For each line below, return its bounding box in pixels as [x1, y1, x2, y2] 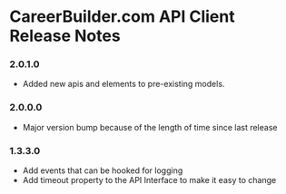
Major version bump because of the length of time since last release [22, 121, 278, 132]
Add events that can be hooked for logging [22, 165, 183, 176]
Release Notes [9, 25, 121, 46]
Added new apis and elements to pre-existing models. [22, 79, 225, 90]
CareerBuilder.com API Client [9, 6, 235, 27]
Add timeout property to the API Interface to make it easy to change [22, 175, 277, 186]
